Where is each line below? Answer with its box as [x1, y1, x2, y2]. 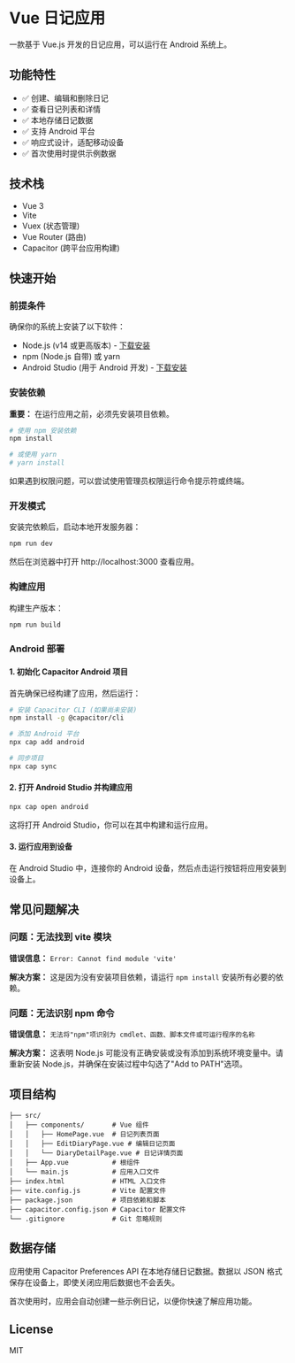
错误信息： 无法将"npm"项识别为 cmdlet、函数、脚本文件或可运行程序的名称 [9, 1028, 256, 1040]
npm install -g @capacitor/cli [9, 713, 125, 722]
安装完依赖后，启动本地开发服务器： [9, 521, 141, 532]
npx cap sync [9, 762, 57, 771]
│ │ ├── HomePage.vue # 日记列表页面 [9, 1129, 160, 1138]
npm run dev [9, 539, 53, 549]
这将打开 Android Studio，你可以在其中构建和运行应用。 [9, 820, 213, 830]
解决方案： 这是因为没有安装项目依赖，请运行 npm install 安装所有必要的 [9, 971, 276, 982]
